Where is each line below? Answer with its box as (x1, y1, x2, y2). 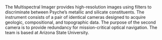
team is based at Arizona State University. (5, 30, 89, 35)
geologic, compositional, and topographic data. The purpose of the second (5, 19, 156, 25)
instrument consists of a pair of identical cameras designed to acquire (5, 14, 146, 20)
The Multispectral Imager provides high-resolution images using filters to (5, 4, 152, 10)
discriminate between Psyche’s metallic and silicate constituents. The (5, 9, 145, 15)
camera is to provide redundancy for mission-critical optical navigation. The (5, 25, 158, 30)
